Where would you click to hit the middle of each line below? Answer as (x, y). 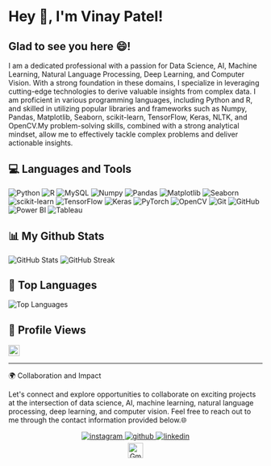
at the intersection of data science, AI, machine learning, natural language (131, 403)
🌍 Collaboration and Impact (55, 376)
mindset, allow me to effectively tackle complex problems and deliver (123, 134)
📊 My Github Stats (56, 236)
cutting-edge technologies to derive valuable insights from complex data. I (132, 91)
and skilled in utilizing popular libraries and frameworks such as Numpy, (128, 109)
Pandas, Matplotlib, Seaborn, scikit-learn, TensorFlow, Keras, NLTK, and (128, 117)
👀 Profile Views (47, 330)
